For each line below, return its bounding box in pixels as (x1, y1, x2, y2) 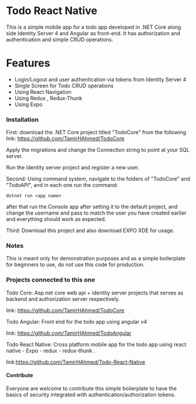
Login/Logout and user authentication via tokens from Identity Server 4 (14, 76, 187, 83)
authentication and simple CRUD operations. (6, 36, 113, 43)
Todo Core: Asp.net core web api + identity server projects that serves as (6, 289, 184, 296)
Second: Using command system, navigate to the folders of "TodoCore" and (6, 175, 191, 182)
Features (6, 57, 50, 70)
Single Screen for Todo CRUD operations (14, 82, 114, 89)
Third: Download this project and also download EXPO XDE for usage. (6, 227, 175, 234)
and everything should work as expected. (6, 216, 107, 223)
